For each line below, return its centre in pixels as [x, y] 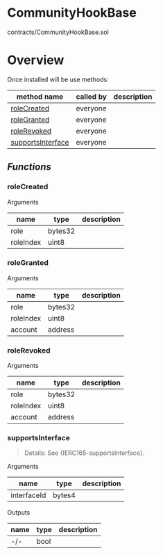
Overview [36, 60]
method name [40, 97]
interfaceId [28, 495]
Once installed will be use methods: [58, 79]
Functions [29, 167]
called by [92, 97]
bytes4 [65, 495]
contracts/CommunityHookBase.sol [58, 32]
